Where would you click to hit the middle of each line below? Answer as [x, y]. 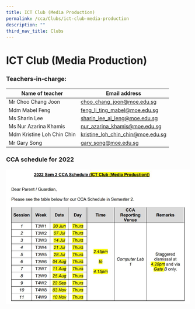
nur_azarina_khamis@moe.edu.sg [121, 127]
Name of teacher [42, 93]
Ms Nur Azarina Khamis [37, 127]
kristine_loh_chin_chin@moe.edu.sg [124, 134]
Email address [123, 93]
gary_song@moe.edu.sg [110, 142]
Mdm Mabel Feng [29, 110]
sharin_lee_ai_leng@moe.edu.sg [119, 118]
